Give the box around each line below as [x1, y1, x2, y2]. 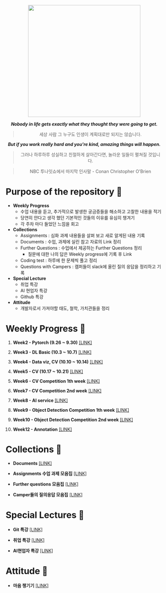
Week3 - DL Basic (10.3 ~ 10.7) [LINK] [12, 349, 92, 355]
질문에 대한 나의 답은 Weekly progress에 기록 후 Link [27, 251, 132, 257]
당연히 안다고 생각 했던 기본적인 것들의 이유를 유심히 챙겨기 [20, 215, 135, 221]
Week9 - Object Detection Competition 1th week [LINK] [12, 407, 129, 413]
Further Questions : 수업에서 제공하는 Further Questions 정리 [20, 244, 142, 251]
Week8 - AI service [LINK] [12, 397, 68, 403]
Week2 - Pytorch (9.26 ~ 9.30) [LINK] [12, 339, 92, 346]
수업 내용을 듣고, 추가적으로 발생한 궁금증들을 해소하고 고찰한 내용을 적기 [20, 208, 162, 214]
